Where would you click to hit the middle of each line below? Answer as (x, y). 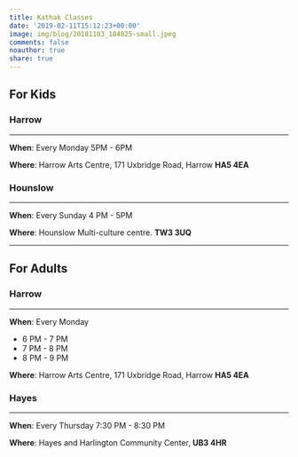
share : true (31, 59)
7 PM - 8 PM (45, 348)
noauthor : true (37, 51)
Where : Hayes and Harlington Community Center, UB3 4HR (118, 442)
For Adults (39, 268)
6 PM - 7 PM (45, 339)
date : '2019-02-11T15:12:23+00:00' (75, 26)
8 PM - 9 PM (45, 358)
